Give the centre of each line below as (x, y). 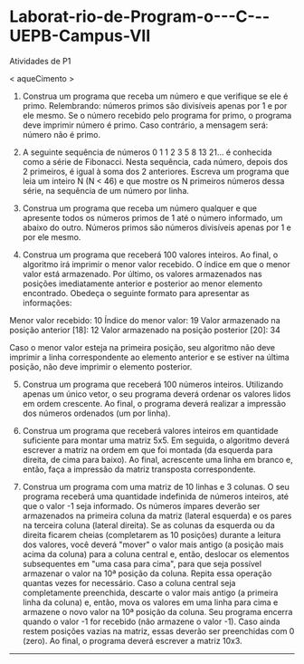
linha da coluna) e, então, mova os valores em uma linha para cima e (150, 602)
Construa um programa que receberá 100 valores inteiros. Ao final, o (150, 255)
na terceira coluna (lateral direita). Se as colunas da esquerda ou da (149, 525)
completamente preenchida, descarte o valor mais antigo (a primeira (150, 592)
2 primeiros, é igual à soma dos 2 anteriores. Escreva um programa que (156, 171)
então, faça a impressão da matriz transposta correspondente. (139, 469)
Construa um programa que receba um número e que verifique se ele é (155, 96)
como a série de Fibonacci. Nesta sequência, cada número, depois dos (155, 161)
